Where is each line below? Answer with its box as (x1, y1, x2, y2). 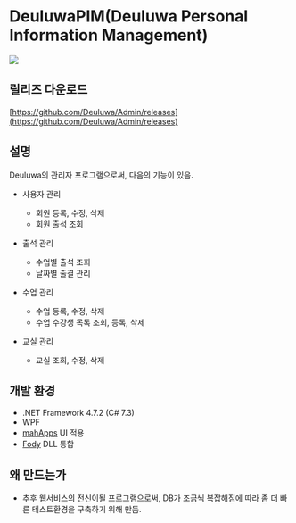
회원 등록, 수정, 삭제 (35, 207, 105, 218)
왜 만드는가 (9, 467, 67, 483)
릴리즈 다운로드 (9, 82, 88, 97)
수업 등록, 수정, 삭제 (35, 305, 105, 316)
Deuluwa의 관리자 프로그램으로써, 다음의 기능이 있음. (9, 170, 194, 180)
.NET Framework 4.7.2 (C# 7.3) (21, 408, 136, 419)
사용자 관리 (21, 188, 62, 199)
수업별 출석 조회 (35, 256, 91, 267)
